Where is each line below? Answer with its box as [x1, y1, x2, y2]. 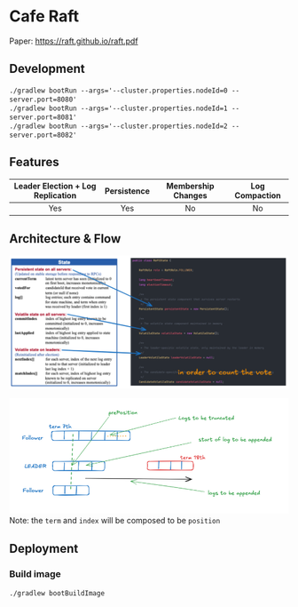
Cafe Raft [9, 6, 80, 27]
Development [9, 61, 86, 76]
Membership [166, 180, 215, 192]
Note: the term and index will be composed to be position [9, 515, 221, 526]
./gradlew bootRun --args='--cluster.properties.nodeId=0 [9, 86, 228, 95]
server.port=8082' [9, 131, 77, 140]
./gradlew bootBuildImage [9, 589, 105, 598]
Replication [34, 190, 77, 201]
